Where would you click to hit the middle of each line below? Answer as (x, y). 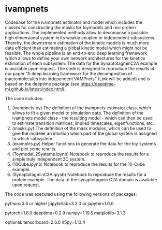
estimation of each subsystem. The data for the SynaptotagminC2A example (81, 63)
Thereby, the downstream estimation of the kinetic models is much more (77, 43)
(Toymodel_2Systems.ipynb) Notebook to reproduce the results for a (80, 154)
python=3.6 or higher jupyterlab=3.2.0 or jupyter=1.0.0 (59, 203)
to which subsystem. (33, 138)
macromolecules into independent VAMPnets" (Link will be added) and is (78, 79)
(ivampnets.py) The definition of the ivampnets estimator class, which (81, 108)
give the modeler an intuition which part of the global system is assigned (84, 133)
